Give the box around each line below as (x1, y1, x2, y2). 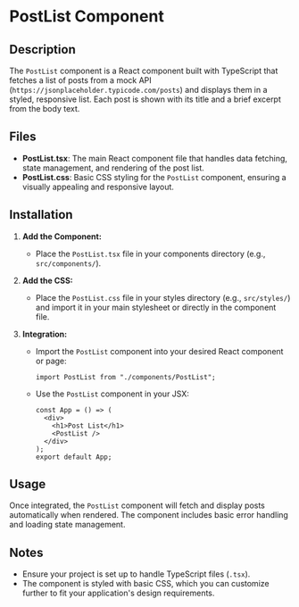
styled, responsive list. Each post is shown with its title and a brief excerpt (9, 94, 281, 104)
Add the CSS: (21, 275, 73, 286)
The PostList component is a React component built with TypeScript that (9, 65, 278, 76)
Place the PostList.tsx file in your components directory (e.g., (35, 248, 266, 259)
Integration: (21, 328, 68, 339)
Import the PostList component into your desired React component (35, 345, 284, 356)
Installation (9, 207, 73, 222)
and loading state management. (9, 520, 126, 530)
